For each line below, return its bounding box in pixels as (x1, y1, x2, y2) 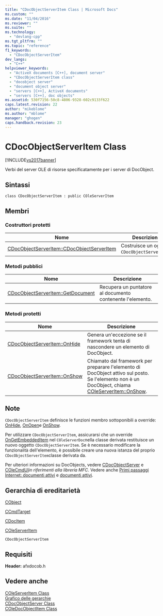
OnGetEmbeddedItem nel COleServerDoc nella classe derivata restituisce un (5, 437, 154, 443)
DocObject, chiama (87, 381, 131, 388)
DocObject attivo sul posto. (87, 369, 149, 376)
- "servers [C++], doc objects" (9, 93, 75, 98)
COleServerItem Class (5, 590, 49, 596)
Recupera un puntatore (99, 284, 152, 290)
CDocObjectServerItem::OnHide (7, 340, 81, 347)
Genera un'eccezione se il (87, 331, 147, 338)
